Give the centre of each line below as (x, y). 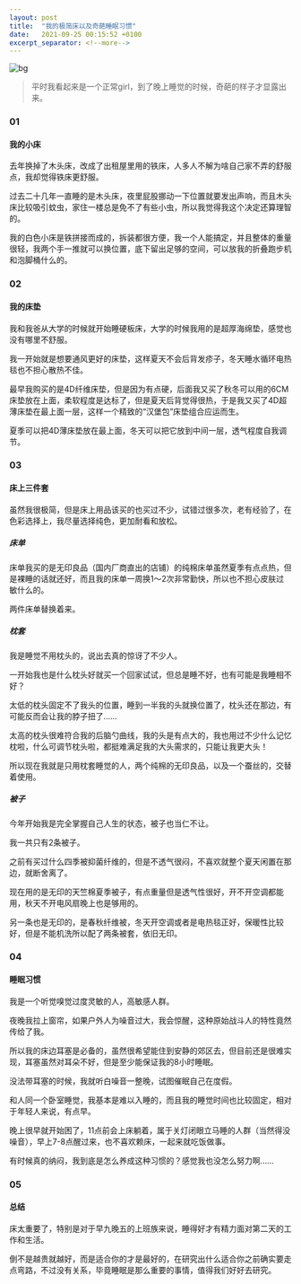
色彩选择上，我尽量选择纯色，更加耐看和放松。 (95, 521)
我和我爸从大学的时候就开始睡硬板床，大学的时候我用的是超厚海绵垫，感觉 (146, 328)
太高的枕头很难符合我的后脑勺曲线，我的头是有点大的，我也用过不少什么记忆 (150, 735)
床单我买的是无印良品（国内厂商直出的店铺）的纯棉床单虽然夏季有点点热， (146, 567)
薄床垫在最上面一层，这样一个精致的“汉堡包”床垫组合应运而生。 (127, 411)
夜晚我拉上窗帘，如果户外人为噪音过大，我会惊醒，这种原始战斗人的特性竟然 (150, 1020)
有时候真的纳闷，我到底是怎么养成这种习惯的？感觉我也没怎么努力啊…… (142, 1160)
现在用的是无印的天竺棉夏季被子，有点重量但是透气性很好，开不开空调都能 (146, 892)
